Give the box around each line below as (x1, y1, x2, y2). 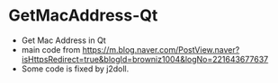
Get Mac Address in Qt (21, 35, 106, 46)
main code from (21, 44, 81, 54)
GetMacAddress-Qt (8, 5, 158, 26)
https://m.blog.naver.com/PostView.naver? (82, 44, 240, 54)
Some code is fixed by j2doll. (21, 63, 130, 74)
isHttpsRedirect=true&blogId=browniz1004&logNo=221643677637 (21, 54, 269, 64)
